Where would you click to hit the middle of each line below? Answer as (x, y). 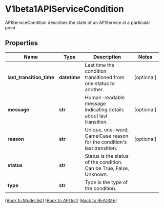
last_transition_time (31, 77)
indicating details (104, 109)
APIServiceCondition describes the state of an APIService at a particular (78, 22)
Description (107, 57)
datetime (70, 77)
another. (94, 89)
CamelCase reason (106, 136)
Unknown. (96, 174)
